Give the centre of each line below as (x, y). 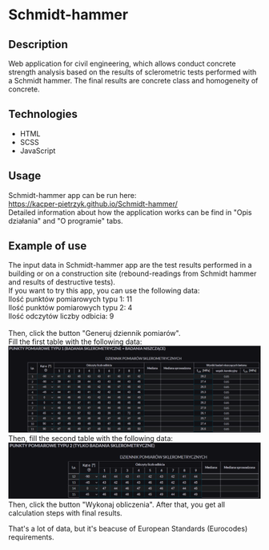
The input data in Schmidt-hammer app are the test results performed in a (130, 265)
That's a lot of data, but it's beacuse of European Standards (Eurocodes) (128, 529)
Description (38, 44)
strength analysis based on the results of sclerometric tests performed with (132, 72)
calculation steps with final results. (65, 513)
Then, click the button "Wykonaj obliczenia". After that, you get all (117, 505)
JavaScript (38, 151)
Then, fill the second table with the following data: (91, 438)
